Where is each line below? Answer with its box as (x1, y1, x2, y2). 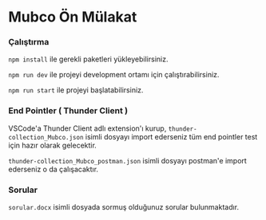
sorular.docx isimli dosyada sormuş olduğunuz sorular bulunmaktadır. (8, 202, 240, 212)
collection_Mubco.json (8, 133, 84, 141)
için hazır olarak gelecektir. (8, 140, 97, 150)
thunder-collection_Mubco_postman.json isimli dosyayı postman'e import (8, 155, 248, 165)
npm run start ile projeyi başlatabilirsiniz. (8, 85, 144, 95)
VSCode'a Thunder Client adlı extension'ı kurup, (8, 124, 167, 133)
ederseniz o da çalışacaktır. (8, 164, 98, 174)
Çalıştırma (8, 37, 50, 48)
